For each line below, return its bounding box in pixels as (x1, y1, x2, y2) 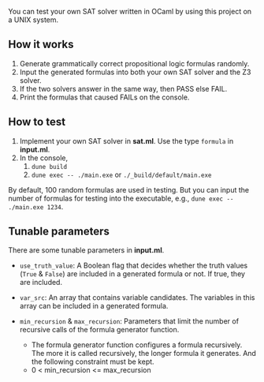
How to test (8, 115, 65, 129)
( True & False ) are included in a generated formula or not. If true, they (19, 269, 246, 279)
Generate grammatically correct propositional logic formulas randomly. (19, 58, 250, 68)
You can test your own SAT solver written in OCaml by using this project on (8, 7, 252, 16)
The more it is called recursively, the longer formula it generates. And (31, 349, 256, 358)
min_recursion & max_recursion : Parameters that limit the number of (19, 316, 239, 326)
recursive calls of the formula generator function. (19, 325, 180, 335)
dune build (31, 163, 68, 170)
